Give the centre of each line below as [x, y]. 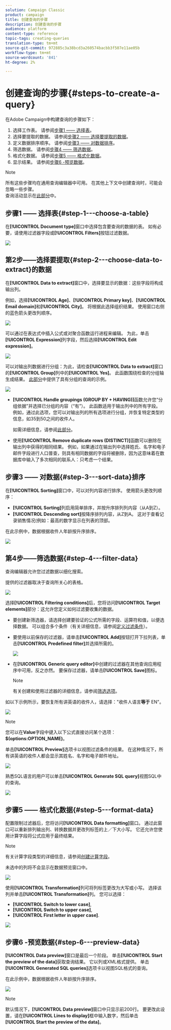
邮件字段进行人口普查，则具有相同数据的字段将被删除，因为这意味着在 [86, 453]
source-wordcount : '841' [32, 57]
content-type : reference [32, 34]
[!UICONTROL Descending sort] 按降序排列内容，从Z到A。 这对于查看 [86, 514]
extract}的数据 [28, 270]
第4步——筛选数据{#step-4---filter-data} [72, 558]
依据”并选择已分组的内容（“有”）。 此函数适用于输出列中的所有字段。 [89, 406]
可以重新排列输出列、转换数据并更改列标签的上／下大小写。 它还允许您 [84, 830]
